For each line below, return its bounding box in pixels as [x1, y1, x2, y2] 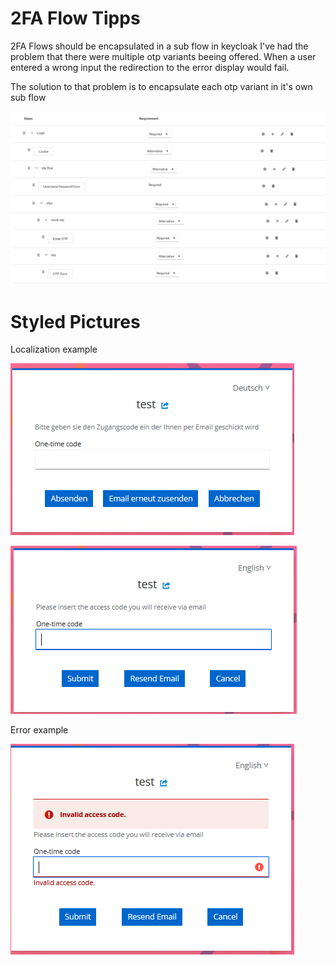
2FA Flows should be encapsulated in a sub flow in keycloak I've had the [10, 40, 309, 52]
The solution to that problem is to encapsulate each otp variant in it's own [10, 80, 313, 92]
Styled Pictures [10, 310, 141, 333]
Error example [10, 724, 69, 736]
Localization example [10, 343, 98, 356]
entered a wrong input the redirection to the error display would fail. [10, 61, 290, 73]
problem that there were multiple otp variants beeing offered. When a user [10, 50, 317, 62]
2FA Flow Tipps [10, 7, 141, 30]
